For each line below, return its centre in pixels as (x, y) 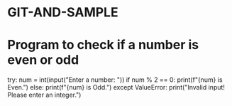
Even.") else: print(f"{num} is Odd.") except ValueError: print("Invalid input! (116, 88)
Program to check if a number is (103, 45)
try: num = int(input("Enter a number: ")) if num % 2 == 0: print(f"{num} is (115, 80)
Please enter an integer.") (44, 95)
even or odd (43, 60)
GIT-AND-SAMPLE (63, 12)
